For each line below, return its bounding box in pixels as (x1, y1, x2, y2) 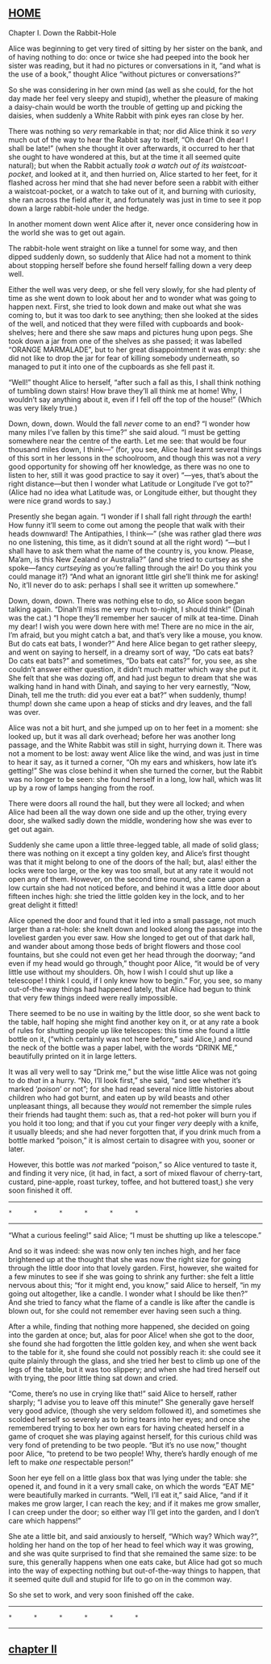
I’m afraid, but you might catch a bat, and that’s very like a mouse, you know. (8, 629, 263, 640)
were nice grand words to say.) (8, 495, 111, 505)
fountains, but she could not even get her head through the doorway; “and (8, 950, 256, 960)
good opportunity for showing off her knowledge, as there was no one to (8, 462, 250, 471)
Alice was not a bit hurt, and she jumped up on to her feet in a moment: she (8, 722, 259, 733)
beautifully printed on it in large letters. (8, 1051, 137, 1060)
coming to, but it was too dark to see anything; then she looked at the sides (8, 310, 259, 320)
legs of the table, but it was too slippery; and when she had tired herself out (8, 1364, 261, 1374)
